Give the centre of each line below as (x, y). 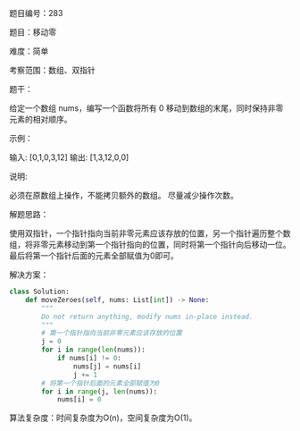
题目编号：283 (36, 13)
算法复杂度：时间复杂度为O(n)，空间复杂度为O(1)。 (103, 418)
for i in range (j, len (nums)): (100, 392)
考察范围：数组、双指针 (52, 70)
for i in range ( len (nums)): (93, 350)
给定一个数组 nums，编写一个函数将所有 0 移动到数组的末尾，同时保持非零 (146, 108)
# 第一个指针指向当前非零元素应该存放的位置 (112, 334)
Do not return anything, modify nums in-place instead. (147, 317)
